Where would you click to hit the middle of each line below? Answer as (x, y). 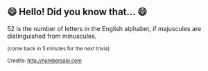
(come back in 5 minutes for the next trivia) (58, 48)
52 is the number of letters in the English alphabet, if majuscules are (104, 28)
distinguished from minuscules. (52, 36)
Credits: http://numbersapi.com (44, 61)
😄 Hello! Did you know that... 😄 (77, 12)
